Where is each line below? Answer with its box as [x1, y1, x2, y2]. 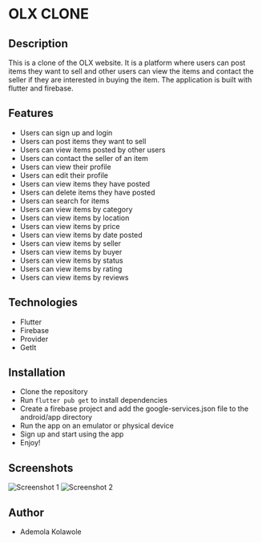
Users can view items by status [19, 255, 123, 265]
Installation [8, 366, 66, 380]
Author [8, 505, 44, 519]
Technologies [8, 296, 79, 309]
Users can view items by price [19, 221, 120, 231]
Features [8, 107, 54, 120]
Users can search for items [19, 195, 110, 205]
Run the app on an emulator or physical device [19, 421, 174, 431]
